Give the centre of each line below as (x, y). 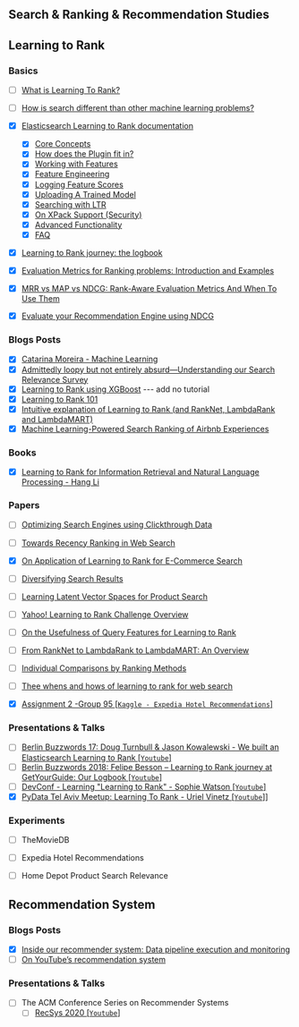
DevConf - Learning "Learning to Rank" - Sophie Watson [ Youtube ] (144, 786)
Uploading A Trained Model (85, 194)
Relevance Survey (55, 379)
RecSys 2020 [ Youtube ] (77, 1013)
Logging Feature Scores (79, 184)
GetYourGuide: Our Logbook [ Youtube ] (92, 777)
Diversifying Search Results (72, 578)
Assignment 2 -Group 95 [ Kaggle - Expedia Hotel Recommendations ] (147, 704)
